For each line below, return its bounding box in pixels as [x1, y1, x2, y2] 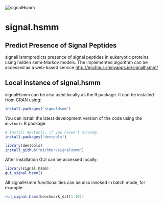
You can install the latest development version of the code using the [5, 115, 142, 121]
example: [5, 184, 23, 190]
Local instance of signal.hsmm [5, 79, 101, 87]
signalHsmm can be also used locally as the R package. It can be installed [5, 91, 154, 97]
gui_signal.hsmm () [5, 171, 43, 176]
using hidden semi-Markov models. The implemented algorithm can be [5, 59, 148, 65]
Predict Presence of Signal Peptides [5, 41, 117, 49]
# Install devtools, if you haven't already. [5, 130, 99, 135]
